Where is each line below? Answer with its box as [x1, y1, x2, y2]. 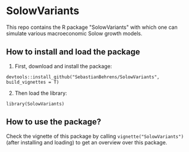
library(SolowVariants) [6, 101, 65, 107]
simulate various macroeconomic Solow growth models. [6, 29, 143, 37]
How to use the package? [6, 117, 102, 127]
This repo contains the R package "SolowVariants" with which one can [6, 24, 178, 31]
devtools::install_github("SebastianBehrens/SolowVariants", [6, 74, 160, 80]
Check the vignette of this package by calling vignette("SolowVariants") [6, 133, 184, 140]
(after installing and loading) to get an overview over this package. [6, 138, 167, 146]
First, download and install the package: [14, 62, 112, 70]
